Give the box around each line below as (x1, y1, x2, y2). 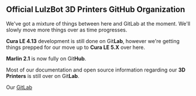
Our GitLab (6, 84, 32, 91)
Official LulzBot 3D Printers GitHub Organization (6, 5, 185, 15)
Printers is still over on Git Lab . (6, 72, 80, 79)
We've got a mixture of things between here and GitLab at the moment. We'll (6, 20, 191, 27)
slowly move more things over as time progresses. (6, 26, 128, 33)
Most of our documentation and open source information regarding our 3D (6, 66, 186, 73)
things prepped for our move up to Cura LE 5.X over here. (6, 44, 145, 51)
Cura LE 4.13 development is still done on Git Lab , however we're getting (6, 37, 180, 44)
